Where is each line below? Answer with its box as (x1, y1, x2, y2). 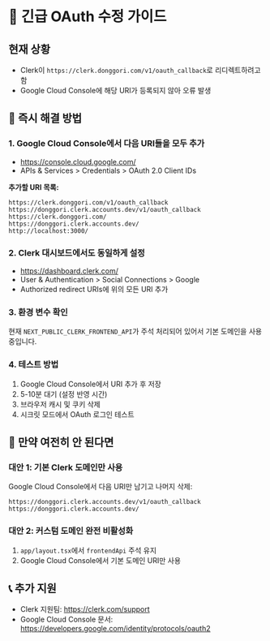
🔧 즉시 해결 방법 (8, 111, 83, 126)
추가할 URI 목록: (8, 182, 59, 191)
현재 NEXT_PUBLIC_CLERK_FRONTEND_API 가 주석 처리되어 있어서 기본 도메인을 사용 (8, 326, 262, 337)
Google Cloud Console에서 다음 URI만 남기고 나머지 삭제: (8, 482, 193, 492)
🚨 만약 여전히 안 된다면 (8, 435, 114, 449)
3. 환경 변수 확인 (8, 306, 69, 317)
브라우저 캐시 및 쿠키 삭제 (19, 399, 101, 409)
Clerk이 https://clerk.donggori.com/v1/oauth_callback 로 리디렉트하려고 (19, 66, 261, 75)
